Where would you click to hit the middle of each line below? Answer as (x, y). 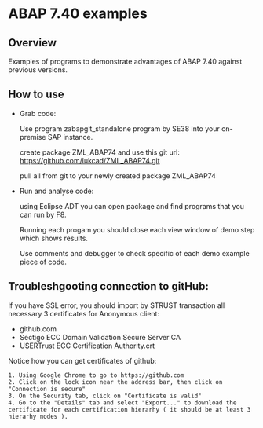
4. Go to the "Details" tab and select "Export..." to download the (122, 402)
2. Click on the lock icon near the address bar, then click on (115, 382)
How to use (36, 95)
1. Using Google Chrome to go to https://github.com (96, 375)
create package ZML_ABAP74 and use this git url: (100, 152)
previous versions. (38, 70)
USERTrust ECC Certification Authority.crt (87, 346)
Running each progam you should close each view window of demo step (137, 229)
